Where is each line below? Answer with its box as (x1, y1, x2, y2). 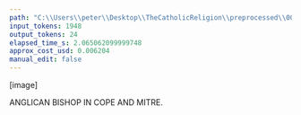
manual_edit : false (9, 55, 82, 64)
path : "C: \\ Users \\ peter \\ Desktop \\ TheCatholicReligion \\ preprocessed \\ (9, 13, 287, 22)
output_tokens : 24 (9, 30, 78, 39)
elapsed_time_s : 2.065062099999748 (9, 38, 142, 48)
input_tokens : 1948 (9, 22, 82, 31)
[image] (9, 80, 39, 90)
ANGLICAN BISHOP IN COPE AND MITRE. (9, 97, 163, 108)
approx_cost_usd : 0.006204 (9, 47, 110, 56)
